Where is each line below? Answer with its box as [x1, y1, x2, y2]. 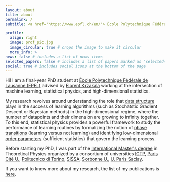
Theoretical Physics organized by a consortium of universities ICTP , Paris [5, 151, 158, 157]
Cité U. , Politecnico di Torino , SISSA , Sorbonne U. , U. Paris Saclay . [5, 156, 143, 162]
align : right [10, 35, 37, 40]
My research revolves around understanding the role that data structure [5, 98, 155, 104]
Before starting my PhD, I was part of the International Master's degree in [5, 145, 158, 152]
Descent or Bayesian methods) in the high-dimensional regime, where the [5, 109, 159, 115]
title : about [5, 12, 33, 17]
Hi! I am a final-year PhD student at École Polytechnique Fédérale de [5, 77, 148, 83]
